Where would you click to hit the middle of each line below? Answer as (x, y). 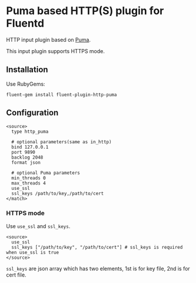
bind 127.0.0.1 (30, 147)
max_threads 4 (29, 183)
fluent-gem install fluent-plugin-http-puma (62, 95)
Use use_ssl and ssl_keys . (38, 226)
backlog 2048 (27, 157)
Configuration (32, 113)
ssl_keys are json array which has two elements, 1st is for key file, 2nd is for (98, 268)
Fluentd (25, 23)
